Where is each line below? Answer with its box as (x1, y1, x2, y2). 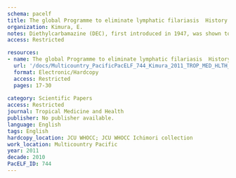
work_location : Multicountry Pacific (7, 141, 118, 148)
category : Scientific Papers (7, 95, 93, 102)
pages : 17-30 (13, 82, 52, 89)
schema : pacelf (7, 10, 52, 18)
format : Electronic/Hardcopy (13, 68, 99, 76)
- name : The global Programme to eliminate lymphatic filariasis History (7, 56, 231, 63)
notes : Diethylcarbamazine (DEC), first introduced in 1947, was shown (7, 30, 221, 37)
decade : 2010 (7, 154, 46, 161)
